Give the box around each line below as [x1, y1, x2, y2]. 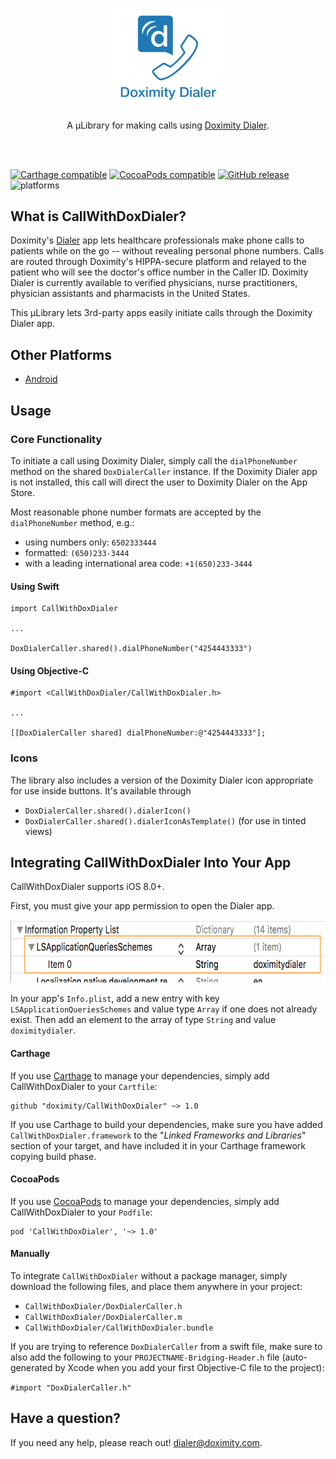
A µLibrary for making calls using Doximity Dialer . [66, 119, 270, 131]
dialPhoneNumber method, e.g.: [10, 516, 135, 528]
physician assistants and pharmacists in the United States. [10, 288, 251, 300]
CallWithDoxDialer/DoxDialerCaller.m [24, 1313, 183, 1323]
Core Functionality [10, 432, 103, 446]
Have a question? [10, 1410, 122, 1427]
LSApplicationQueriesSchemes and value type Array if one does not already [10, 1003, 318, 1015]
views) [24, 825, 53, 837]
